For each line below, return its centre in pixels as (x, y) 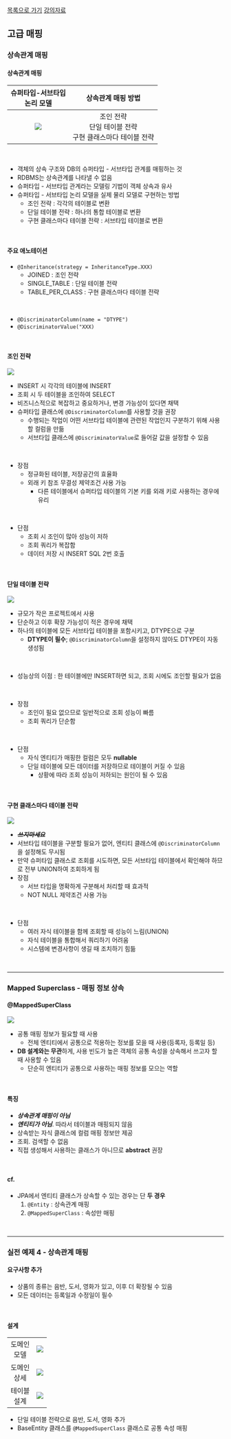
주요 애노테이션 (27, 251)
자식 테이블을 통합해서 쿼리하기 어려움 (78, 940)
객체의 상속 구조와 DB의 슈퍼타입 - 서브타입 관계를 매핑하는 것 (99, 169)
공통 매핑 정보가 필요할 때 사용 (57, 1034)
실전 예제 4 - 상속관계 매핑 (48, 1252)
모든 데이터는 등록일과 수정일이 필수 (65, 1295)
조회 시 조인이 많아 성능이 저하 (68, 536)
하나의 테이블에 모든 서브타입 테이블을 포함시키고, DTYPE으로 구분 (106, 631)
